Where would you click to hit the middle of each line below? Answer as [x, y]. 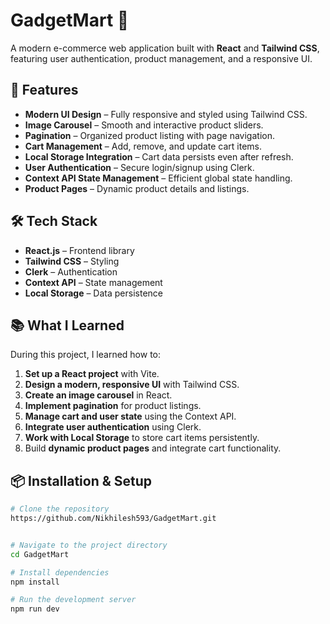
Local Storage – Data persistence [93, 293]
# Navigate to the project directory [89, 545]
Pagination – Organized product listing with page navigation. [149, 135]
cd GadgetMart [40, 554]
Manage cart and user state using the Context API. [130, 416]
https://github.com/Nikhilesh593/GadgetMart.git [113, 519]
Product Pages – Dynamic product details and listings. [137, 188]
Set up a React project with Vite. [92, 374]
